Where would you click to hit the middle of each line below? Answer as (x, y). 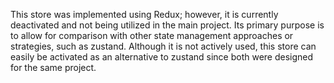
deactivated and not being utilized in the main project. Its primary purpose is (167, 25)
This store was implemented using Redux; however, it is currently (144, 14)
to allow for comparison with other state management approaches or (152, 35)
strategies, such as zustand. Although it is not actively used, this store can (163, 46)
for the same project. (53, 67)
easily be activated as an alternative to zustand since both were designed (162, 57)
